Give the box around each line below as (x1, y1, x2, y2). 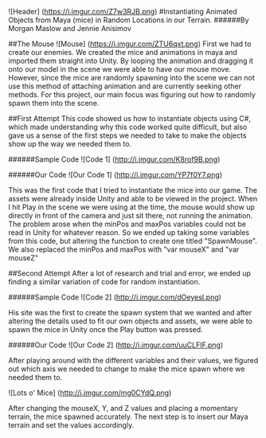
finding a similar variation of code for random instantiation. (8, 277, 201, 286)
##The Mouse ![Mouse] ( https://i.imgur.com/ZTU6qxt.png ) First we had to (8, 39, 252, 49)
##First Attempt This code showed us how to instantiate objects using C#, (8, 114, 251, 123)
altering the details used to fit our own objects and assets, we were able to (8, 316, 252, 326)
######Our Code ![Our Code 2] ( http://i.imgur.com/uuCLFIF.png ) (8, 340, 224, 350)
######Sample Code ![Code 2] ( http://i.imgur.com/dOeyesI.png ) (8, 292, 221, 302)
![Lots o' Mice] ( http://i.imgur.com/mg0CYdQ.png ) (8, 388, 172, 397)
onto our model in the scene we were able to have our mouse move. (8, 65, 232, 74)
